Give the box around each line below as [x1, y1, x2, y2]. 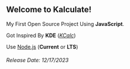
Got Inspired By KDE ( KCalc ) [6, 32, 76, 39]
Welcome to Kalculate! [6, 5, 92, 15]
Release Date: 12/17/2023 [6, 57, 69, 64]
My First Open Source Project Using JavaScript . [6, 20, 125, 27]
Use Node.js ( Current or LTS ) [6, 43, 78, 50]
